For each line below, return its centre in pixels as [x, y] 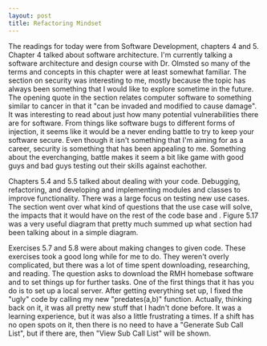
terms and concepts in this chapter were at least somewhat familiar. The [127, 71]
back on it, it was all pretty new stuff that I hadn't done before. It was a [125, 307]
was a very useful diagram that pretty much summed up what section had [130, 224]
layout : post [30, 16]
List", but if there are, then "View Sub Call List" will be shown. [109, 333]
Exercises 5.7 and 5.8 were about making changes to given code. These [127, 248]
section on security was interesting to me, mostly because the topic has [127, 80]
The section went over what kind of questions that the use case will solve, [130, 206]
